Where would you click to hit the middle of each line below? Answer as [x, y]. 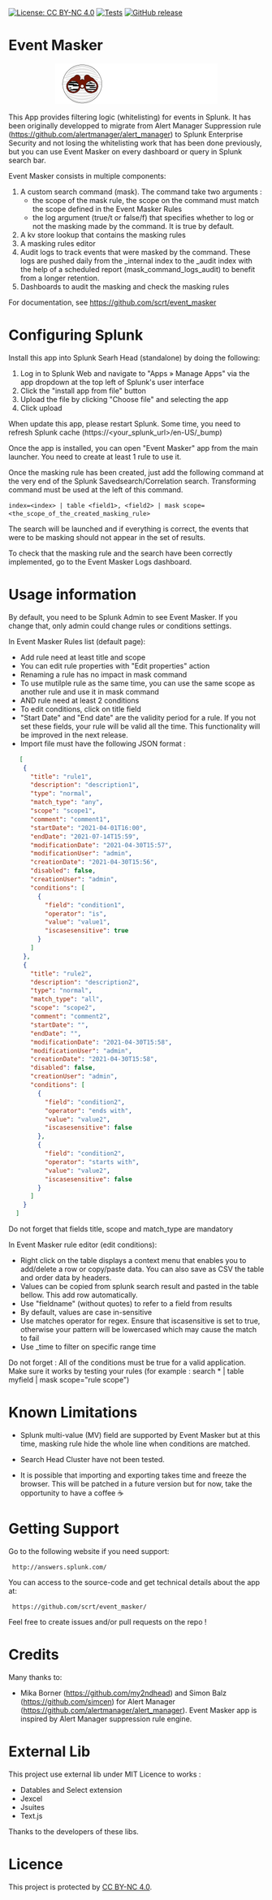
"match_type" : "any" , [67, 803]
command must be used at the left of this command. [96, 489]
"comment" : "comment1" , [70, 819]
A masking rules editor [58, 243]
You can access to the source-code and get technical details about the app [134, 1582]
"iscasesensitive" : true [86, 931]
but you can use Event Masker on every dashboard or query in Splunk [125, 151]
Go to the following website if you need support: [89, 1551]
